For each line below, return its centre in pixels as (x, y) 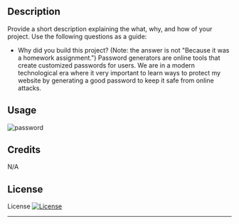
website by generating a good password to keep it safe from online (116, 80)
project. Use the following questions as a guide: (77, 36)
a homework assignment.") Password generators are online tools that (119, 58)
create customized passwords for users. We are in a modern (106, 65)
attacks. (29, 87)
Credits (24, 150)
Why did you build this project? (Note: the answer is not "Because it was (123, 50)
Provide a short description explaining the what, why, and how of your (110, 28)
